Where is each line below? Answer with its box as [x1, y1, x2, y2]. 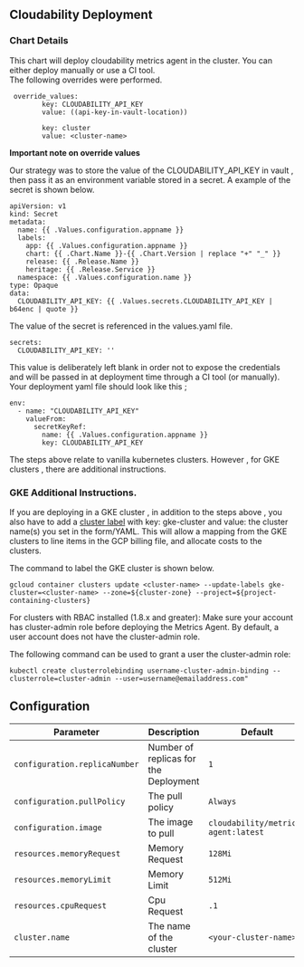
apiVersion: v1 [9, 201, 67, 211]
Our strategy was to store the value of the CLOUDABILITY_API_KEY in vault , [9, 165, 294, 176]
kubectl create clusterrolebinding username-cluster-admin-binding [9, 665, 270, 675]
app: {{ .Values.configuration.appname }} [25, 241, 188, 250]
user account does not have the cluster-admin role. [9, 631, 201, 642]
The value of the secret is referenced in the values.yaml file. [9, 321, 233, 331]
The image [147, 815, 194, 828]
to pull [147, 827, 175, 839]
